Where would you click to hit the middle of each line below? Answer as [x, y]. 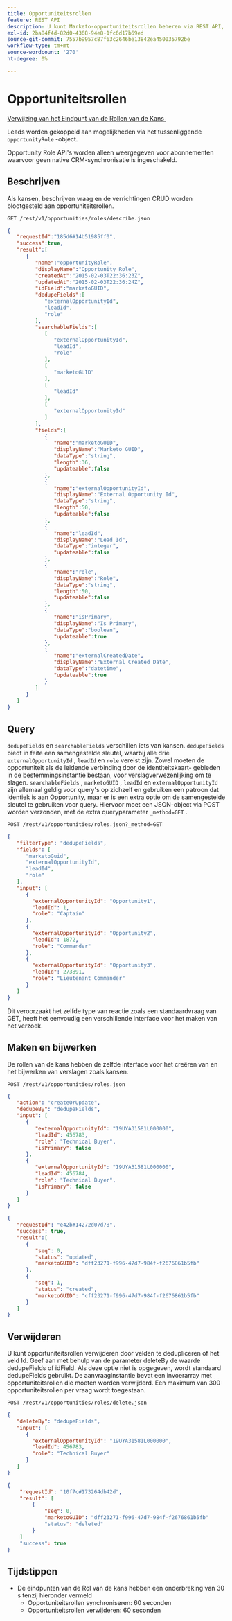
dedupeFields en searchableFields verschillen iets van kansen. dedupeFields [116, 745]
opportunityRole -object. [43, 139]
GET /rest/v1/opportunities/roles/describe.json [79, 218]
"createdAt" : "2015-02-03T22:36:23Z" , [89, 275]
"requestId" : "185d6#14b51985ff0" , [66, 237]
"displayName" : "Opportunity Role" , [86, 269]
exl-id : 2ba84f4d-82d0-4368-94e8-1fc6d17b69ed [75, 33]
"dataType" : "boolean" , [86, 630]
